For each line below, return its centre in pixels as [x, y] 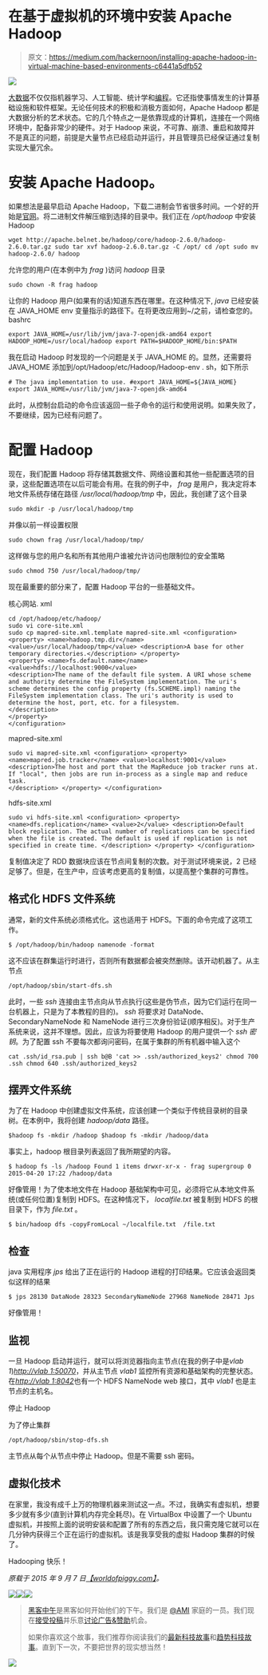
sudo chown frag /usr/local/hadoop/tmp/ [77, 540]
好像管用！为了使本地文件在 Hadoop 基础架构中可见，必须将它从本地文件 [128, 1189]
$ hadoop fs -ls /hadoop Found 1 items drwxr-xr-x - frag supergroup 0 [130, 1167]
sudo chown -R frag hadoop [53, 284]
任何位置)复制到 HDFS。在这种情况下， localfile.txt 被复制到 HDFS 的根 [142, 1200]
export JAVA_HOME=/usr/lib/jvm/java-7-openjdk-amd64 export [110, 334]
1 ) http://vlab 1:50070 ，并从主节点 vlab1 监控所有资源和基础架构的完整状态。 [133, 1371]
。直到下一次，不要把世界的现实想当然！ [101, 1647]
